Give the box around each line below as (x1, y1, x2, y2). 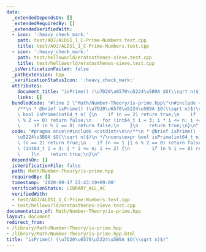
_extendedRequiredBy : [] (12, 20, 75, 26)
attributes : (12, 83, 43, 89)
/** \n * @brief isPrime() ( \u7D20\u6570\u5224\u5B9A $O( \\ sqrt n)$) (17, 105, 196, 112)
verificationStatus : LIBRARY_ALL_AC (12, 185, 105, 191)
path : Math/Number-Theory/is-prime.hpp (12, 168, 114, 174)
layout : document (6, 213, 51, 220)
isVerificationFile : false (12, 163, 81, 169)
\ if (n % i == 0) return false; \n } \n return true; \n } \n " (17, 123, 199, 129)
